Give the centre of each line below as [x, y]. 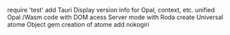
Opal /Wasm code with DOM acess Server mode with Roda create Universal [115, 17]
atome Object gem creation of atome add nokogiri [78, 24]
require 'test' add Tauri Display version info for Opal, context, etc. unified [111, 10]
